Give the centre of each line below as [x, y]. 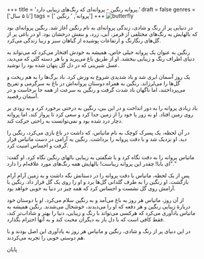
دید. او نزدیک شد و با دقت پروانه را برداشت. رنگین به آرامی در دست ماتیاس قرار [97, 139]
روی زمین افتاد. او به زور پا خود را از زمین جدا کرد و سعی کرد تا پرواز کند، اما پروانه [100, 114]
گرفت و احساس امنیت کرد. [38, 145]
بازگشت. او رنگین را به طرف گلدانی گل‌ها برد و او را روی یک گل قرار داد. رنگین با [98, 182]
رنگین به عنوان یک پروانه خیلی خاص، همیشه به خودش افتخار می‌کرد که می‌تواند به [98, 52]
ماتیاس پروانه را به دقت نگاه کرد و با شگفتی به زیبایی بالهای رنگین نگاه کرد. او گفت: [101, 157]
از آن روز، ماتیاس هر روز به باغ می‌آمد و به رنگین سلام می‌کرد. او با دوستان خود [95, 200]
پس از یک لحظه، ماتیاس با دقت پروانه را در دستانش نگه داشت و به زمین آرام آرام [98, 175]
